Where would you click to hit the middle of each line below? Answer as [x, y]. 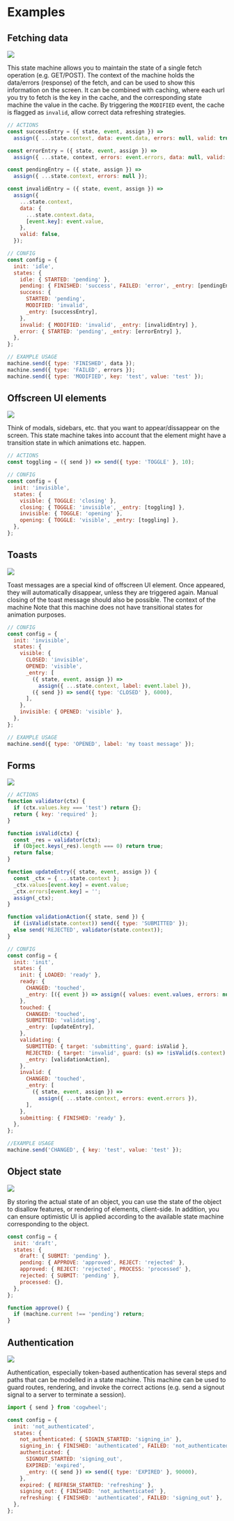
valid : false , [40, 235]
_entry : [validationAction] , [68, 1059]
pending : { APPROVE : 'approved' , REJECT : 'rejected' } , [103, 1263]
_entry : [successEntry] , [62, 311]
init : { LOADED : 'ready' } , [60, 975]
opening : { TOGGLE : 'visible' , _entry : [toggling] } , [99, 520]
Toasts [22, 555]
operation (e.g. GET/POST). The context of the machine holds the [101, 75]
